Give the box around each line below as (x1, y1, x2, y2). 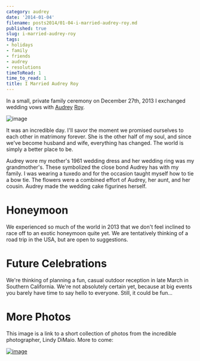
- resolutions (6, 64, 42, 70)
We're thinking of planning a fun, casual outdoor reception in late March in (6, 276, 189, 283)
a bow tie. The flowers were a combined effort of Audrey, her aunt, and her (6, 177, 191, 183)
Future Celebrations (6, 257, 107, 270)
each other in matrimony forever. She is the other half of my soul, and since (6, 133, 192, 140)
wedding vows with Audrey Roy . (6, 104, 85, 110)
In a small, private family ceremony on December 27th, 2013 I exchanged (6, 97, 186, 104)
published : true (6, 25, 47, 32)
